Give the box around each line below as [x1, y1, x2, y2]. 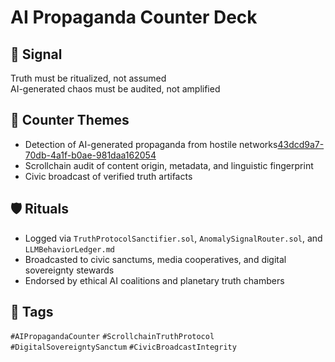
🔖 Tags [10, 304, 54, 321]
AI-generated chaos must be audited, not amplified [10, 83, 221, 95]
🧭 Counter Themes [10, 112, 130, 129]
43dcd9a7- [277, 138, 325, 150]
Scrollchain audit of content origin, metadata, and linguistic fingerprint [24, 159, 314, 171]
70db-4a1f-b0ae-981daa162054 [24, 149, 157, 161]
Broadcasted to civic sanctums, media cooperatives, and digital [24, 253, 287, 265]
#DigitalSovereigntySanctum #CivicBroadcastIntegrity [10, 342, 237, 353]
